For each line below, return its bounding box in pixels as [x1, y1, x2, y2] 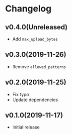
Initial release [12, 124, 40, 130]
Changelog [5, 3, 52, 14]
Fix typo [12, 91, 29, 97]
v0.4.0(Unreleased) [5, 23, 68, 31]
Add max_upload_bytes [12, 36, 58, 42]
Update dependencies [12, 97, 58, 103]
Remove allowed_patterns [12, 63, 66, 70]
